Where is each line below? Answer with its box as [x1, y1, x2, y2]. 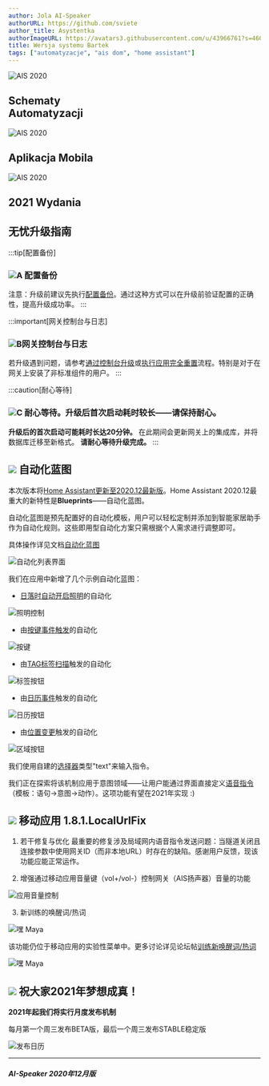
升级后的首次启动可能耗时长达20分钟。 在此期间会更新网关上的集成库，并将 [8, 426, 259, 437]
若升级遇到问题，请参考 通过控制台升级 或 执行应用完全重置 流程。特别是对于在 [8, 358, 261, 368]
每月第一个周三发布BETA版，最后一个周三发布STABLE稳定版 [8, 1024, 207, 1034]
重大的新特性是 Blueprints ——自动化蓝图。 [8, 495, 150, 505]
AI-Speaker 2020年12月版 [8, 1068, 96, 1078]
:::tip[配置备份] [8, 248, 56, 257]
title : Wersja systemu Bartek [8, 42, 110, 50]
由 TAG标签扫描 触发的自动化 [19, 659, 112, 668]
